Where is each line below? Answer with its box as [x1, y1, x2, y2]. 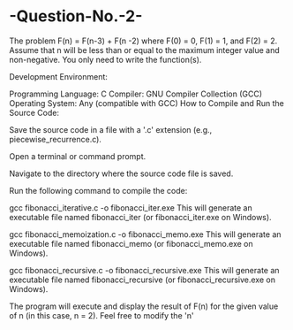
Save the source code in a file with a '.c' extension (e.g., [9, 124, 213, 134]
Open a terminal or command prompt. [9, 150, 146, 161]
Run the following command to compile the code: [9, 185, 188, 196]
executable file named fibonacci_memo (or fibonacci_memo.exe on [9, 238, 253, 249]
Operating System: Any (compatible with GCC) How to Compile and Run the [9, 97, 284, 108]
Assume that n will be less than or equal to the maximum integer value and [9, 44, 280, 55]
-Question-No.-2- [9, 6, 143, 27]
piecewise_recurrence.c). [9, 134, 101, 144]
